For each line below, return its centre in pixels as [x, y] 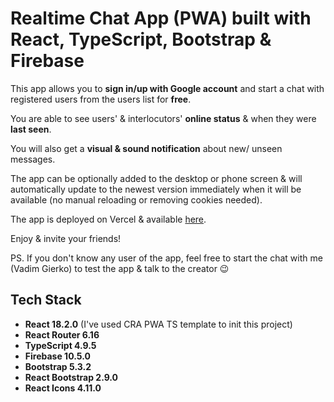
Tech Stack [46, 300]
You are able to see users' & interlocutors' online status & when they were [163, 118]
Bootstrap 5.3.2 [58, 366]
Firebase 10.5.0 [57, 356]
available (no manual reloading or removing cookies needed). [136, 199]
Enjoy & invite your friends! [66, 238]
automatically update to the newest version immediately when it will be [156, 189]
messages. [33, 159]
